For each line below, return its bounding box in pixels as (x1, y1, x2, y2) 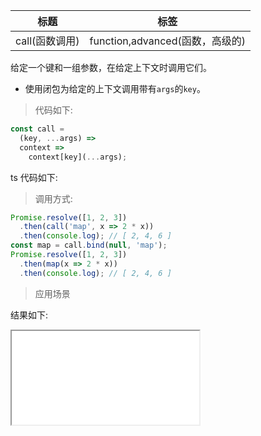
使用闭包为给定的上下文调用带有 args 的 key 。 (24, 83, 206, 94)
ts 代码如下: (10, 171, 58, 183)
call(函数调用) (15, 34, 80, 48)
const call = (10, 124, 65, 134)
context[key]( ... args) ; (28, 152, 128, 162)
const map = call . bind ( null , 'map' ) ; (10, 240, 168, 251)
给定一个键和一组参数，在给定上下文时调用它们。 (10, 62, 212, 73)
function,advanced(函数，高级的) (89, 34, 246, 48)
